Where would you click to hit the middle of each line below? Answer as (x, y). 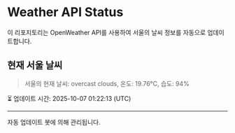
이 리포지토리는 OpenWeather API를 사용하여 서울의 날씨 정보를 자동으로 (107, 32)
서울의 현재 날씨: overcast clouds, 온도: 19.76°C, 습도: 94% (107, 83)
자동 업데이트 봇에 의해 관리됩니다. (54, 122)
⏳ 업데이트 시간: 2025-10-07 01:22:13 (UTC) (69, 98)
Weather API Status (65, 12)
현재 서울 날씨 (35, 65)
